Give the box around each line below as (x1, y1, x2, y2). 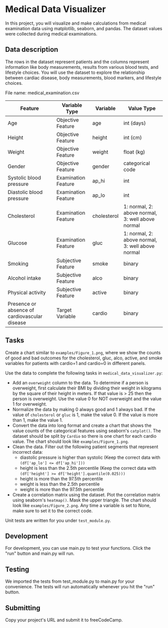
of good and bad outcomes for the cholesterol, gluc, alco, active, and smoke (5, 355, 162, 361)
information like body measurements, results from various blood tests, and (5, 64, 158, 70)
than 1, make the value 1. (12, 417, 63, 423)
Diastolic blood (7, 188, 43, 195)
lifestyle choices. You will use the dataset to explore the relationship (5, 69, 145, 75)
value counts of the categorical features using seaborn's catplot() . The (12, 428, 161, 434)
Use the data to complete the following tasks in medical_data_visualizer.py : (5, 370, 163, 376)
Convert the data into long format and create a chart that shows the (12, 422, 151, 428)
